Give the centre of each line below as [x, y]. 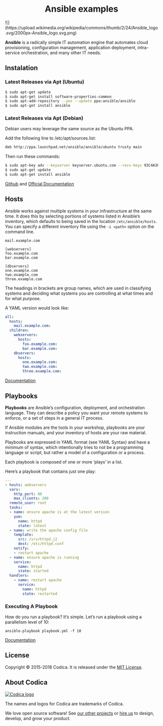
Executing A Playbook [32, 606]
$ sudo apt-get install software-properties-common [58, 97]
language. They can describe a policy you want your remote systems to [76, 413]
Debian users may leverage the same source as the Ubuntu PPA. [70, 129]
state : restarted [40, 594]
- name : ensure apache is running [44, 557]
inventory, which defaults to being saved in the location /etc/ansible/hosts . [81, 221]
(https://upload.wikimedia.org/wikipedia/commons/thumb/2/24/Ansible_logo [81, 27]
